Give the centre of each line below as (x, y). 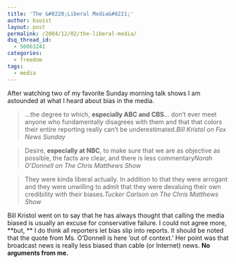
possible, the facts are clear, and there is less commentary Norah (118, 158)
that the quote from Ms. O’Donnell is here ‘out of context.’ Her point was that (118, 238)
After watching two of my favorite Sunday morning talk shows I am (104, 93)
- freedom (28, 60)
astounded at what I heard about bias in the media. (81, 100)
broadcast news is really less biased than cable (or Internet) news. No (109, 245)
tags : (15, 66)
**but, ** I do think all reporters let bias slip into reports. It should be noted (116, 230)
